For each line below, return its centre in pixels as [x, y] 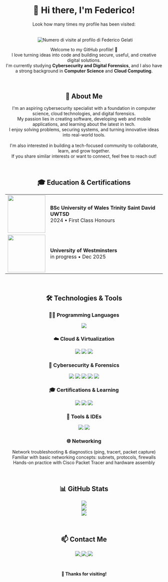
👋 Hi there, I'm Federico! [84, 10]
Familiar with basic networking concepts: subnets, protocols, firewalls [84, 457]
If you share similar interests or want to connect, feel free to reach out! [84, 156]
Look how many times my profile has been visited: [84, 24]
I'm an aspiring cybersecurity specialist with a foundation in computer [84, 108]
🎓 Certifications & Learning [84, 390]
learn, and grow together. [84, 151]
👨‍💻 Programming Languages [84, 315]
